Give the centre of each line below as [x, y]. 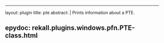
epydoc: [18, 28]
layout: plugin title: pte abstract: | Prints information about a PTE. [70, 12]
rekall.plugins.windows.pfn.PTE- [83, 28]
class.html [21, 35]
